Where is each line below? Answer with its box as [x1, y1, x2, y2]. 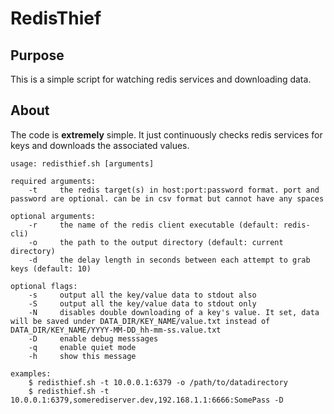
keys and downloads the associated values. [10, 139, 190, 151]
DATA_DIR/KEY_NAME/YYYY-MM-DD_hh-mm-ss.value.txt [10, 325, 222, 335]
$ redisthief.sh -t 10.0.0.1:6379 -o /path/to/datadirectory [28, 377, 288, 387]
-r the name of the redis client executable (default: [28, 220, 280, 230]
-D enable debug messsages [28, 333, 159, 344]
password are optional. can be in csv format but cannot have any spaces [10, 193, 325, 204]
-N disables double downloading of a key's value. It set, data [28, 307, 320, 317]
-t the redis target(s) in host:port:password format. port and [28, 185, 320, 195]
